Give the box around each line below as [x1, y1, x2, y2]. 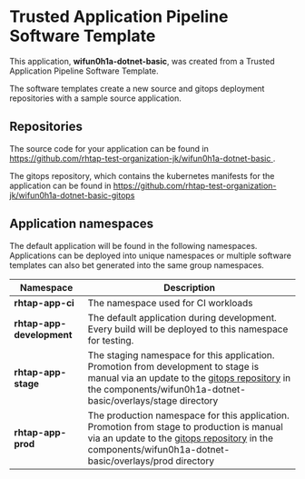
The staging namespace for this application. [87, 348, 275, 361]
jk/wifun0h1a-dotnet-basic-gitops [9, 189, 135, 201]
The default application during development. [87, 311, 277, 324]
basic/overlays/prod [87, 454, 174, 467]
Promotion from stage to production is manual [87, 420, 283, 433]
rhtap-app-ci [14, 296, 74, 309]
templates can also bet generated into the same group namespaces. [9, 259, 265, 270]
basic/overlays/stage [87, 394, 178, 406]
